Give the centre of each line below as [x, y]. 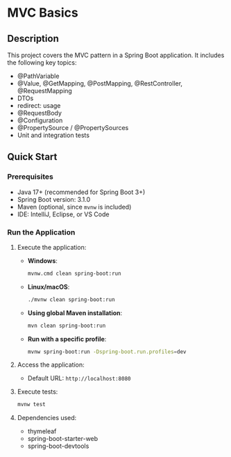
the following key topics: [42, 63]
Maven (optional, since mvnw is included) [74, 207]
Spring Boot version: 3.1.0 [54, 199]
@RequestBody [40, 113]
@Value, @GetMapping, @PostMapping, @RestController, [100, 83]
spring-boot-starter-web [63, 439]
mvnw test [32, 405]
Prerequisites [30, 177]
